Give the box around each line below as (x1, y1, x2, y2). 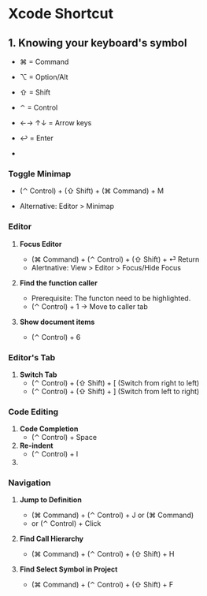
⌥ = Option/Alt (19, 73, 68, 81)
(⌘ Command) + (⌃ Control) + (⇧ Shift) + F (31, 580, 174, 590)
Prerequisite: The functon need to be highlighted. (31, 293, 191, 303)
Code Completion (19, 424, 79, 434)
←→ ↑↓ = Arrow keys (19, 118, 92, 127)
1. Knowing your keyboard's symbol (8, 36, 187, 50)
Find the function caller (19, 278, 98, 288)
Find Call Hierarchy (19, 534, 84, 544)
